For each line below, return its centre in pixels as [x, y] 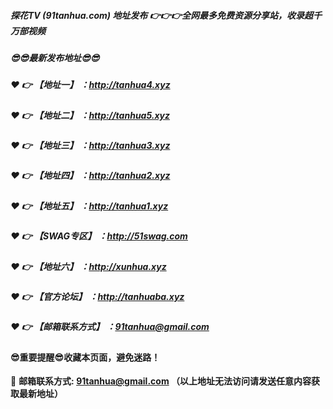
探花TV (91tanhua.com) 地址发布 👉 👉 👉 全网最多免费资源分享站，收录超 [161, 15]
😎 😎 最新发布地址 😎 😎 [55, 57]
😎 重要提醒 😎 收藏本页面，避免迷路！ [85, 357]
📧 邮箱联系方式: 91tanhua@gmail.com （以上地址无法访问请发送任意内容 [161, 381]
